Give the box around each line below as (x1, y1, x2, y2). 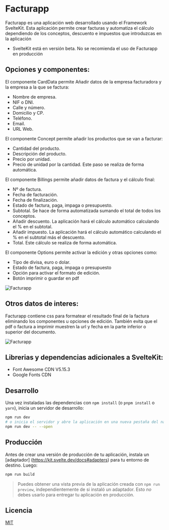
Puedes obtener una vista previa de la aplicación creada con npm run (17, 481, 160, 487)
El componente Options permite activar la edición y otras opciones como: (5, 249, 157, 255)
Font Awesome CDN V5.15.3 (12, 367, 70, 373)
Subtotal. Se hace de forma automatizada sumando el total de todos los (12, 207, 161, 214)
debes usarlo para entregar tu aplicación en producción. (17, 491, 135, 498)
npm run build (5, 472, 35, 477)
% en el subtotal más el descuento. (12, 234, 86, 240)
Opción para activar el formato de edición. (12, 270, 101, 276)
